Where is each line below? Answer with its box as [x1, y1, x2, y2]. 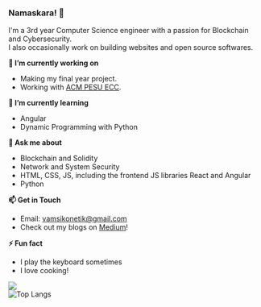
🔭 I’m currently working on [8, 58, 99, 68]
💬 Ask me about [8, 138, 62, 147]
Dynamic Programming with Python [19, 122, 139, 132]
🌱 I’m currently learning [8, 98, 89, 108]
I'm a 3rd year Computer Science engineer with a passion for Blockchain [8, 26, 250, 35]
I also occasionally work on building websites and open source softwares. [8, 43, 254, 52]
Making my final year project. [19, 74, 118, 84]
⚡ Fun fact [8, 239, 43, 248]
